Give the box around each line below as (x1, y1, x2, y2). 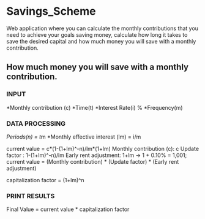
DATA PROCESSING (6, 119, 66, 128)
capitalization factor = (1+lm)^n (6, 176, 84, 183)
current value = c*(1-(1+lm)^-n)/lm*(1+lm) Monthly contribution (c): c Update (6, 145, 199, 152)
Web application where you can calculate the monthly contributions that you (6, 25, 199, 32)
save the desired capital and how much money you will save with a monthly (6, 37, 196, 45)
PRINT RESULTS (6, 191, 55, 200)
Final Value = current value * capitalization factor (6, 206, 130, 213)
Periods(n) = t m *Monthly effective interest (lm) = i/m (6, 133, 141, 140)
